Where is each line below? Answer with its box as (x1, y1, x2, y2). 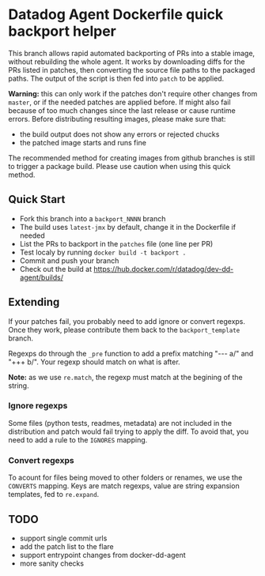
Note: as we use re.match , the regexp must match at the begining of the (8, 372, 243, 382)
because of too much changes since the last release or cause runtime (8, 105, 236, 115)
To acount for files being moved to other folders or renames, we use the (8, 472, 243, 483)
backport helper (8, 22, 116, 40)
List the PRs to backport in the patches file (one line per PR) (19, 239, 214, 248)
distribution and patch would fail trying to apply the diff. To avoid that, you (8, 427, 249, 436)
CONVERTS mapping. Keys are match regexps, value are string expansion (8, 481, 240, 491)
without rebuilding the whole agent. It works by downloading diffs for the (8, 57, 245, 66)
